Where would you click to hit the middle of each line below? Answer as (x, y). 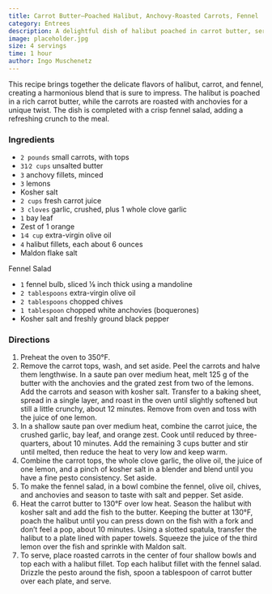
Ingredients (32, 139)
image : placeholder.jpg (49, 38)
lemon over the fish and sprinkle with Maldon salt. (103, 547)
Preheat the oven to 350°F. (65, 357)
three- (246, 435)
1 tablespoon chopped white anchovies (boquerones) (110, 310)
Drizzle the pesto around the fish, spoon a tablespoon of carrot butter (136, 573)
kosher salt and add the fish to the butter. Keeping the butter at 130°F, (136, 512)
